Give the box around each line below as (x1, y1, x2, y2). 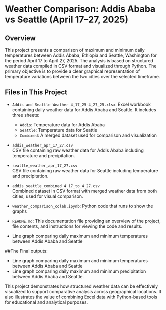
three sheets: (12, 112, 40, 118)
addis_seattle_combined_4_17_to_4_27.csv (12, 183, 100, 188)
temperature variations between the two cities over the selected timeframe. (5, 74, 160, 79)
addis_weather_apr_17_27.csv (12, 143, 73, 148)
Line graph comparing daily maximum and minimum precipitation (12, 268, 146, 274)
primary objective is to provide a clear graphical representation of (5, 68, 140, 74)
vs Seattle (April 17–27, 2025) (5, 14, 129, 25)
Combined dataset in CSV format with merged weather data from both (12, 188, 157, 194)
